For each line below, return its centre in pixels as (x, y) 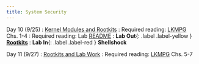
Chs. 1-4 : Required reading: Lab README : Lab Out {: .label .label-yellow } (99, 36)
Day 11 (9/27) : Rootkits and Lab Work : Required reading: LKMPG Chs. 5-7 (100, 54)
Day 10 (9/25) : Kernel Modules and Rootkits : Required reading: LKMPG (96, 29)
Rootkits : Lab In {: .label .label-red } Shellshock (67, 42)
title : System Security (37, 12)
